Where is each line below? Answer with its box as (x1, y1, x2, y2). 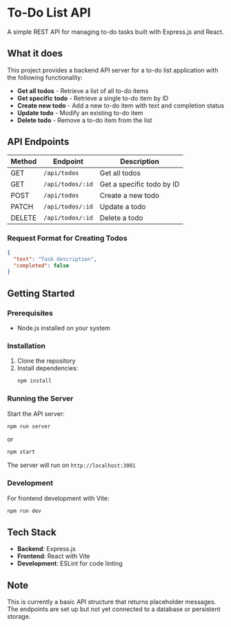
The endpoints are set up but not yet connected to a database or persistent (7, 605, 221, 613)
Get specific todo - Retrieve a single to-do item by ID (17, 94, 169, 102)
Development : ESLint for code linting (17, 559, 123, 568)
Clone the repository (17, 357, 76, 365)
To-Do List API (7, 5, 91, 21)
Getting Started (7, 288, 75, 299)
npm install (17, 377, 52, 384)
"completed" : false (13, 262, 70, 269)
